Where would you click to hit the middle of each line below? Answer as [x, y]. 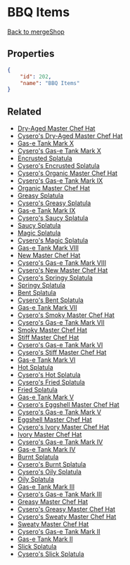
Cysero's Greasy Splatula [54, 203]
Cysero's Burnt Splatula [52, 465]
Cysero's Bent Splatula [51, 300]
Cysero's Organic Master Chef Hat [67, 174]
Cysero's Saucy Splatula [53, 218]
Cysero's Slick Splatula [51, 554]
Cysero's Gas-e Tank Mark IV [60, 442]
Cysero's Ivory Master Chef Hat [63, 427]
